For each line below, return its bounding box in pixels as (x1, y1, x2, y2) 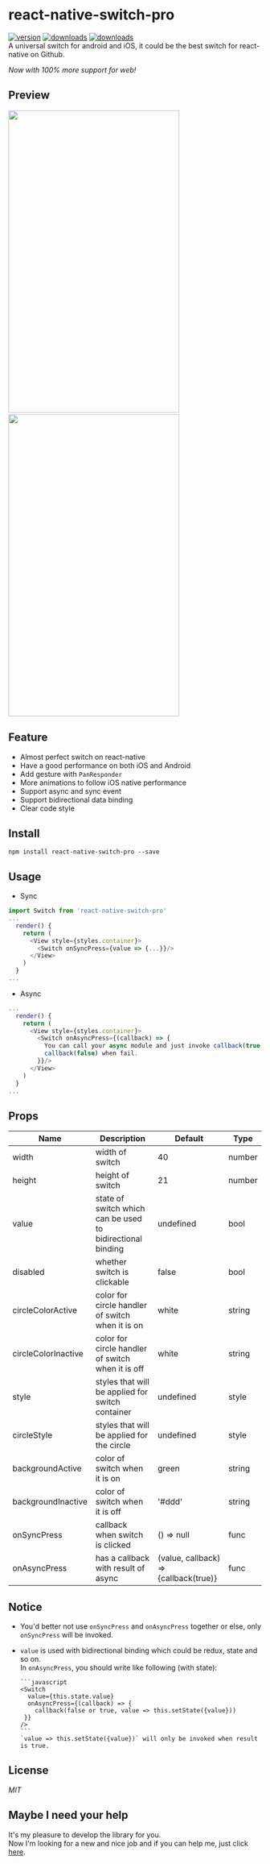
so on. (19, 1654, 42, 1664)
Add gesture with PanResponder (19, 769, 123, 778)
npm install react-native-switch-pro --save (8, 848, 160, 856)
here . (8, 1847, 26, 1857)
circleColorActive (12, 1305, 78, 1316)
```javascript (19, 1679, 67, 1687)
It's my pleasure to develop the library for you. (8, 1829, 162, 1839)
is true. (19, 1742, 50, 1750)
